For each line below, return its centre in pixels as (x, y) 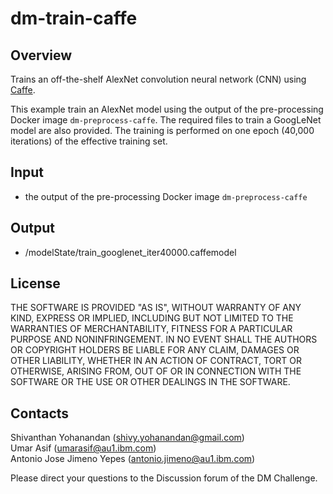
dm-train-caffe (74, 18)
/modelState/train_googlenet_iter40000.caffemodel (130, 252)
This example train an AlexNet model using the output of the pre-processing (167, 109)
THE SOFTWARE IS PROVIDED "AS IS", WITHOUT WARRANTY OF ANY (156, 308)
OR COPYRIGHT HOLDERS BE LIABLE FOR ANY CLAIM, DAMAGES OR (155, 350)
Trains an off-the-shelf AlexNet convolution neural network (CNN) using (158, 79)
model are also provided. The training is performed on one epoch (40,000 (162, 130)
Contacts (40, 413)
